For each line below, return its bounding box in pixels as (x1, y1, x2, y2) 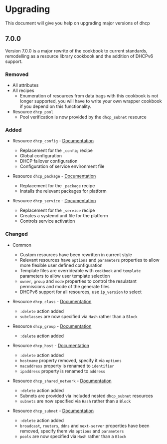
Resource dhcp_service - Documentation (12, 198, 96, 204)
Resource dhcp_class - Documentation (12, 298, 92, 304)
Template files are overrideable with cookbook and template (19, 267, 141, 273)
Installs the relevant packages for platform (19, 188, 107, 194)
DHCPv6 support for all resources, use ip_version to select (19, 289, 142, 295)
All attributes (12, 82, 39, 88)
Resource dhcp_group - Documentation (12, 323, 92, 329)
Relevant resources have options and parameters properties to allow (19, 257, 160, 263)
